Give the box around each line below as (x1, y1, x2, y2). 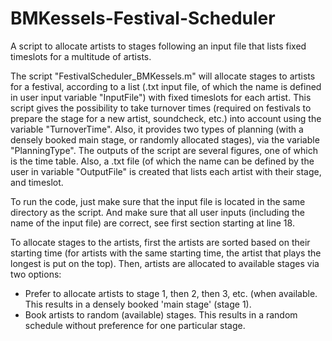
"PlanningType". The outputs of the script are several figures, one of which (10, 144, 318, 156)
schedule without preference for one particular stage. (24, 319, 246, 331)
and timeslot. (10, 176, 64, 188)
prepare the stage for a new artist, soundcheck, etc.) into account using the (10, 112, 322, 124)
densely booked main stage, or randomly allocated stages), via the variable (10, 133, 320, 146)
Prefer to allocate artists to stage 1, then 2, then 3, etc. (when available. (24, 287, 318, 299)
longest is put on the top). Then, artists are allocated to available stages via (10, 257, 320, 269)
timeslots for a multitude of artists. (10, 50, 152, 62)
